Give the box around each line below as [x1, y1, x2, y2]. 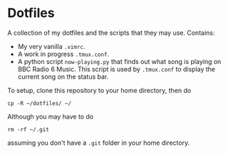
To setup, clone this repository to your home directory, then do [7, 86, 192, 94]
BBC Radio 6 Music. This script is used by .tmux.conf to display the [17, 65, 216, 73]
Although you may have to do [7, 112, 94, 121]
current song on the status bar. [17, 72, 109, 81]
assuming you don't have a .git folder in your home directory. [7, 138, 190, 147]
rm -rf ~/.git [7, 126, 50, 133]
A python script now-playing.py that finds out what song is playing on [17, 57, 222, 65]
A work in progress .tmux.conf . [17, 50, 109, 58]
